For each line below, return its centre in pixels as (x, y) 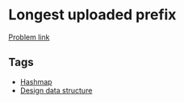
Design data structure (56, 90)
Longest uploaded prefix (92, 15)
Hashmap (36, 81)
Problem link (29, 37)
